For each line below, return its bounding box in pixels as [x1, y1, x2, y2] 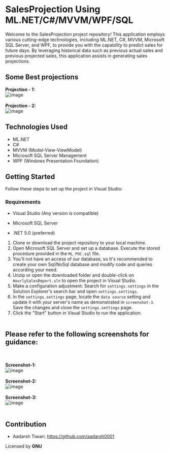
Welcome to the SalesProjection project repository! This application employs [5, 31, 165, 37]
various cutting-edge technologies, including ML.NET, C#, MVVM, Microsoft [5, 37, 165, 43]
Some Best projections [5, 73, 79, 82]
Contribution [5, 420, 47, 429]
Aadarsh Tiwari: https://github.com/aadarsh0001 [12, 433, 115, 440]
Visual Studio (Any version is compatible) [12, 210, 99, 216]
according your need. [12, 267, 58, 273]
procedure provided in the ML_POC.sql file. [12, 250, 100, 256]
